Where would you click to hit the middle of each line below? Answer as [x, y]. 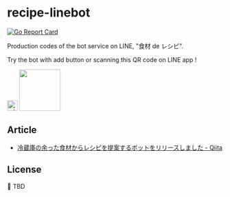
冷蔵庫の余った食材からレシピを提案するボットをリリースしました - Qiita [120, 147]
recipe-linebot [49, 13]
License [24, 170]
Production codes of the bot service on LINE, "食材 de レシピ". [95, 45]
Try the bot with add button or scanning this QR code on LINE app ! [102, 59]
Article [22, 130]
